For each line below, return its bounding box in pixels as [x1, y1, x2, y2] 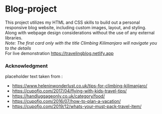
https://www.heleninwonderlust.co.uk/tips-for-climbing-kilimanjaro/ [12, 83, 147, 89]
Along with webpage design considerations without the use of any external [5, 30, 155, 35]
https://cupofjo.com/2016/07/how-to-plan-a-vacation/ [12, 98, 121, 104]
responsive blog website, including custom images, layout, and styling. [5, 24, 146, 30]
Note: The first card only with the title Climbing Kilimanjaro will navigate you [5, 40, 157, 46]
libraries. [5, 35, 23, 41]
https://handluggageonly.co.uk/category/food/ [12, 93, 105, 99]
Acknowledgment [5, 62, 48, 69]
